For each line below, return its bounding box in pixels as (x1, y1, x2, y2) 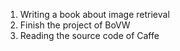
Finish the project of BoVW (19, 19, 131, 31)
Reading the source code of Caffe (19, 30, 160, 41)
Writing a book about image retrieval (19, 9, 170, 20)
